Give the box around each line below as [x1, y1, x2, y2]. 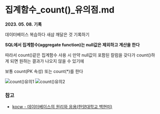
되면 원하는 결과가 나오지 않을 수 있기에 [10, 58, 84, 64]
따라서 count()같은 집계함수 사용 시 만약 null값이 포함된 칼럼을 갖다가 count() [5, 52, 152, 58]
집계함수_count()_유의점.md [5, 4, 115, 15]
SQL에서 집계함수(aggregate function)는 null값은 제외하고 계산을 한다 [5, 42, 140, 47]
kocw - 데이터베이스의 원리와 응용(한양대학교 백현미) [12, 104, 113, 110]
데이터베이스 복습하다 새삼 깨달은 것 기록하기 [5, 31, 90, 37]
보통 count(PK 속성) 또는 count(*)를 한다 [5, 68, 84, 74]
